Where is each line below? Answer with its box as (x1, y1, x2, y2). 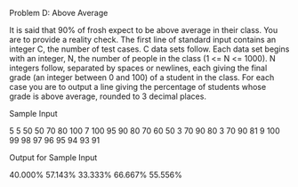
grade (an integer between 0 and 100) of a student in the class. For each (9, 72, 275, 83)
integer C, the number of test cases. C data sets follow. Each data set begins (9, 44, 290, 54)
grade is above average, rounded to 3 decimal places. (9, 91, 207, 102)
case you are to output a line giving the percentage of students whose (9, 82, 267, 92)
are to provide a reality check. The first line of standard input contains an (9, 35, 277, 45)
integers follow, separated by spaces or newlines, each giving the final (9, 62, 268, 73)
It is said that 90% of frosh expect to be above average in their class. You (9, 25, 278, 35)
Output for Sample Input (9, 152, 98, 163)
